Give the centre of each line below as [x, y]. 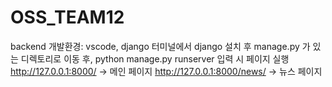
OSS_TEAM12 [67, 17]
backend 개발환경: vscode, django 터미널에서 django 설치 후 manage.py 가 [160, 46]
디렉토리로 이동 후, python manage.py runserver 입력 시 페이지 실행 [155, 58]
